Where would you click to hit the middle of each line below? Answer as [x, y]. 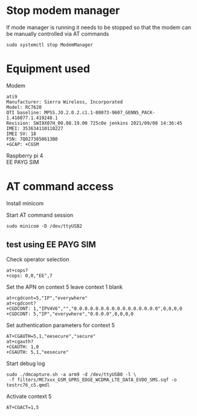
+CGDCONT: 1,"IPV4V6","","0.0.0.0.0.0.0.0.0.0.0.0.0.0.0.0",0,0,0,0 [94, 309]
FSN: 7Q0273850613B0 [32, 139]
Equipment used [48, 69]
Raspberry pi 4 [25, 156]
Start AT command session [40, 215]
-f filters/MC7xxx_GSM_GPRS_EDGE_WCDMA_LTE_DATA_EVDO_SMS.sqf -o [93, 380]
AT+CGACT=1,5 [23, 407]
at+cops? [17, 270]
